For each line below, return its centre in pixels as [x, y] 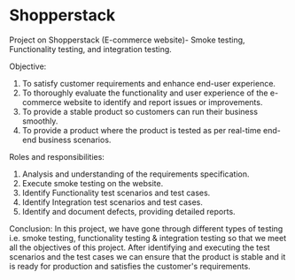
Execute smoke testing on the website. [93, 183]
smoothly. [40, 121]
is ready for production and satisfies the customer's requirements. [130, 266]
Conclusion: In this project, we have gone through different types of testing [146, 228]
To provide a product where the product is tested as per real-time [141, 130]
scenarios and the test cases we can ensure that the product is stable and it [147, 256]
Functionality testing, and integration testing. [91, 49]
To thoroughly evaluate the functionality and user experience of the [145, 93]
